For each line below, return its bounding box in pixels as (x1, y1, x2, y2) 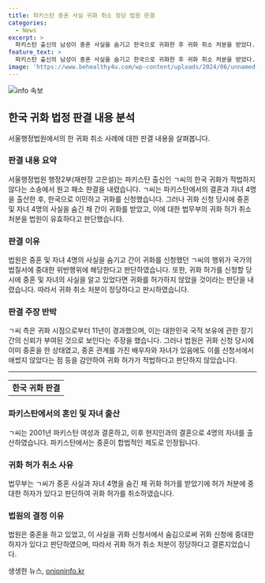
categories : (8, 19, 47, 27)
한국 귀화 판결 (12, 382, 61, 393)
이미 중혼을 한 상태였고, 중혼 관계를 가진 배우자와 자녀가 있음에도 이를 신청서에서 (8, 345, 255, 355)
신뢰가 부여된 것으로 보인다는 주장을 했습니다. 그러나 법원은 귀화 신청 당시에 (22, 336, 255, 345)
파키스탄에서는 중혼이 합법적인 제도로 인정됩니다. (50, 438, 200, 447)
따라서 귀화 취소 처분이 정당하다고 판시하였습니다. (37, 285, 189, 295)
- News (15, 26, 37, 34)
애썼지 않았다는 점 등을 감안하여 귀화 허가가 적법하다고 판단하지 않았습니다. (8, 355, 238, 365)
